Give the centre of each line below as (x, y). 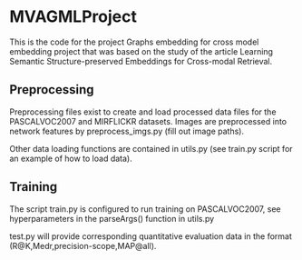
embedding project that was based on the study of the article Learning (141, 51)
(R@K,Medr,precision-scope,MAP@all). (83, 245)
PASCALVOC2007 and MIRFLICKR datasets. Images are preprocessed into (148, 121)
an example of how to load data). (71, 158)
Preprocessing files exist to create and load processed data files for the (143, 112)
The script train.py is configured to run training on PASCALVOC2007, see (145, 209)
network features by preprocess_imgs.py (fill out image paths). (127, 131)
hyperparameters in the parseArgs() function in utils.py (112, 218)
